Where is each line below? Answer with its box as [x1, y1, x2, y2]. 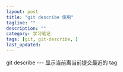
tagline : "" [6, 20, 36, 26]
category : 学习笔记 [6, 31, 51, 37]
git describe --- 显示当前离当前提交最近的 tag [6, 59, 118, 66]
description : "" [6, 25, 46, 32]
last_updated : [6, 42, 42, 48]
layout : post [6, 8, 39, 15]
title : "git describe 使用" [6, 14, 74, 20]
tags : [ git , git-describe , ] [6, 36, 78, 42]
